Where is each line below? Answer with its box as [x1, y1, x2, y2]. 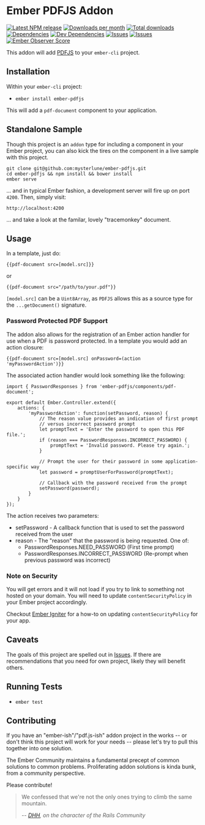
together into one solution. [6, 745, 73, 752]
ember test [15, 699, 43, 705]
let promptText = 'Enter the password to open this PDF [39, 426, 185, 432]
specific [6, 463, 29, 470]
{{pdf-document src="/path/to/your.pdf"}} [6, 284, 116, 291]
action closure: [6, 343, 44, 351]
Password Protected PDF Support [6, 316, 108, 325]
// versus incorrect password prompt [39, 420, 136, 427]
